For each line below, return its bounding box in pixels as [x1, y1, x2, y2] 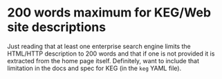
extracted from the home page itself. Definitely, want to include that [7, 56, 199, 65]
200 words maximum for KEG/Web [7, 5, 212, 21]
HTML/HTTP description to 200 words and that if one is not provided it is [7, 49, 215, 58]
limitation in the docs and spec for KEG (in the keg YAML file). [7, 64, 182, 72]
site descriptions [7, 19, 106, 35]
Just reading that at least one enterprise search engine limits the [7, 42, 192, 50]
